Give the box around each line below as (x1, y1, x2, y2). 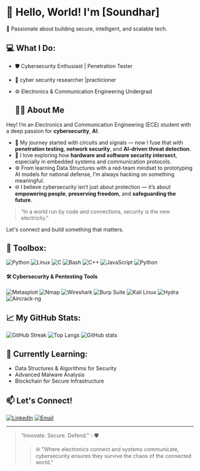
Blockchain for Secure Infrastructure (14, 377, 104, 384)
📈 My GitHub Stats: (6, 313, 81, 323)
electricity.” (20, 214, 49, 221)
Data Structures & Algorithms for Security (14, 365, 117, 372)
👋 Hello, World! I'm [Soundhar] (6, 5, 160, 19)
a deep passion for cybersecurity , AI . (6, 127, 99, 134)
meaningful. (14, 177, 45, 184)
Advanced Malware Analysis (14, 371, 85, 378)
